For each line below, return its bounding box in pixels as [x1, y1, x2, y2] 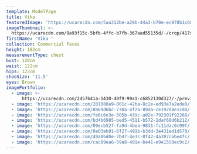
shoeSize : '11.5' [6, 74, 49, 80]
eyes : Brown [6, 80, 35, 85]
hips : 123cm [6, 69, 35, 74]
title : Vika [6, 14, 35, 20]
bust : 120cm [6, 57, 35, 63]
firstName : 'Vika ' [6, 36, 54, 42]
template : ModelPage [6, 8, 57, 15]
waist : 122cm [6, 63, 38, 69]
